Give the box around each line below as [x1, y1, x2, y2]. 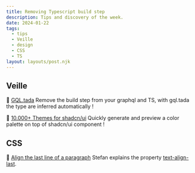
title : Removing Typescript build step [6, 8, 105, 15]
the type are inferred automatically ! [6, 103, 94, 110]
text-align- [162, 154, 189, 161]
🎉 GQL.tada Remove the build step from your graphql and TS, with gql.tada [6, 97, 190, 104]
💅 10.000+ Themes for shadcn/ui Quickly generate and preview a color [6, 115, 180, 122]
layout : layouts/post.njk [6, 58, 70, 64]
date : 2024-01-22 [6, 20, 49, 26]
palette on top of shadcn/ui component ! [6, 121, 105, 128]
